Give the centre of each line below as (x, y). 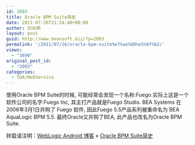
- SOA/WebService (33, 77)
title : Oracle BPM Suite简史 (41, 17)
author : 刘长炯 (23, 28)
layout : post (22, 34)
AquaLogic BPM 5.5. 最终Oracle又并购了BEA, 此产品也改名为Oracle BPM (94, 117)
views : (14, 50)
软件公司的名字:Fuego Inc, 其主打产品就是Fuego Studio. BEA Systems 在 (94, 102)
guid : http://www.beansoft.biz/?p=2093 (55, 39)
